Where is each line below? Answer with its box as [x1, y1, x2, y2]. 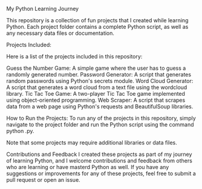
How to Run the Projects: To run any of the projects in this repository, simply [6, 114, 197, 122]
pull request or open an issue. [6, 176, 80, 183]
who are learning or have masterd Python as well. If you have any [6, 164, 169, 170]
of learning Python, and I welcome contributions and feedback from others [6, 157, 192, 164]
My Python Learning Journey [6, 5, 79, 12]
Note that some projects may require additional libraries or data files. [6, 139, 177, 146]
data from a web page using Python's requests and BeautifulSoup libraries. [6, 103, 194, 110]
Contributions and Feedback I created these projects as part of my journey [6, 150, 192, 158]
